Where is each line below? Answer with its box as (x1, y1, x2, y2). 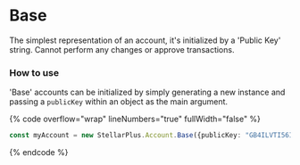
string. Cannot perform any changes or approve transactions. (9, 44, 235, 54)
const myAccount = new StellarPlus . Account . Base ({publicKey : (9, 131, 242, 140)
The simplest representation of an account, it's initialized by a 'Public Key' (9, 35, 281, 45)
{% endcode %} (9, 147, 69, 158)
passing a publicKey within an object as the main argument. (9, 96, 229, 107)
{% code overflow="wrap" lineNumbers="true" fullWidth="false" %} (9, 113, 262, 125)
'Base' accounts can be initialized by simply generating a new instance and (9, 87, 286, 98)
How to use (9, 66, 60, 78)
